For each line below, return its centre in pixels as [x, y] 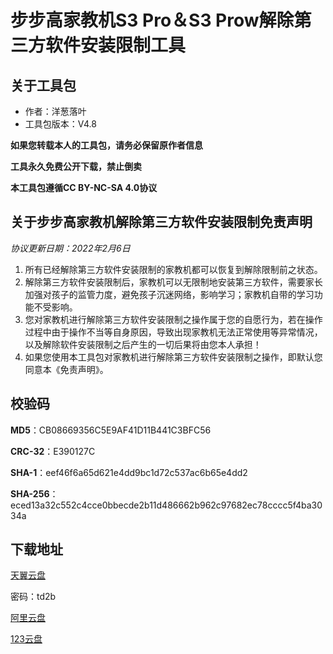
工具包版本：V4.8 [60, 124]
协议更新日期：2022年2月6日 [70, 248]
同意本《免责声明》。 [66, 369]
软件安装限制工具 [116, 45]
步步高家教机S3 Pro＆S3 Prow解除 [152, 20]
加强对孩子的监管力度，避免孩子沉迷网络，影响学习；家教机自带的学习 [169, 294]
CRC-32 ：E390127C [53, 451]
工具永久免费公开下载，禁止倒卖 [76, 166]
